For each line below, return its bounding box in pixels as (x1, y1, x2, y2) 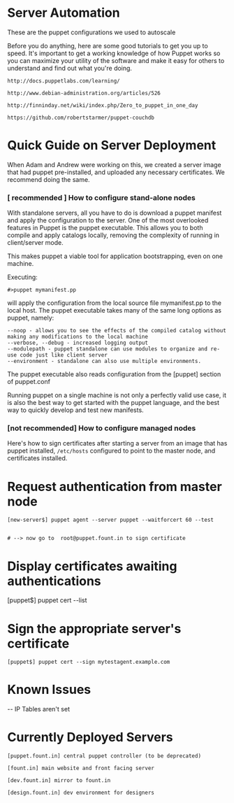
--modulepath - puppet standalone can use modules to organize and (7, 346, 208, 353)
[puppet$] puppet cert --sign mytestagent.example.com (7, 659, 170, 666)
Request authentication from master (7, 478, 222, 495)
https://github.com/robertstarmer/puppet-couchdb (7, 114, 155, 121)
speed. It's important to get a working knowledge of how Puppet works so (7, 49, 221, 57)
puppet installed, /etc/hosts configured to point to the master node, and (7, 446, 216, 455)
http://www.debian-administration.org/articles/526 (7, 90, 161, 97)
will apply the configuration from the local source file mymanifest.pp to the (7, 299, 222, 307)
